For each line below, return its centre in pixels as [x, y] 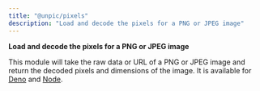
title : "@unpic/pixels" [49, 16]
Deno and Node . [36, 79]
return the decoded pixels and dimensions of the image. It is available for [130, 70]
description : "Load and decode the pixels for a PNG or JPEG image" [126, 23]
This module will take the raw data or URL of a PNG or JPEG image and [127, 62]
